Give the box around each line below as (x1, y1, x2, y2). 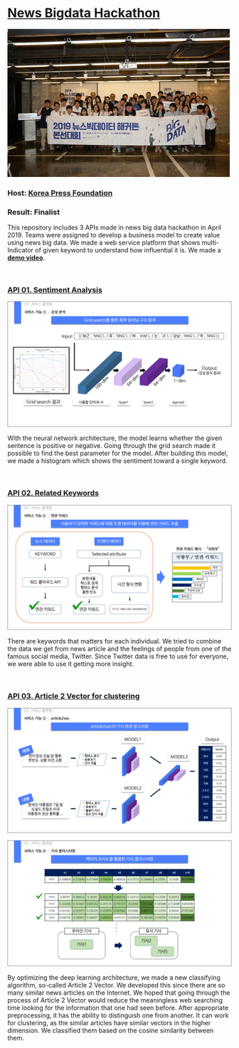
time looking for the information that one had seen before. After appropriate (7, 1003, 229, 1012)
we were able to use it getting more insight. (7, 660, 134, 668)
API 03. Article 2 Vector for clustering (7, 691, 140, 701)
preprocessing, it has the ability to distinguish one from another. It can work (7, 1011, 229, 1020)
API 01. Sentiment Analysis (7, 285, 103, 295)
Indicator (7, 246, 34, 255)
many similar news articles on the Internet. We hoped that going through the (7, 988, 230, 997)
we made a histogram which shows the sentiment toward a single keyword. (7, 456, 228, 465)
